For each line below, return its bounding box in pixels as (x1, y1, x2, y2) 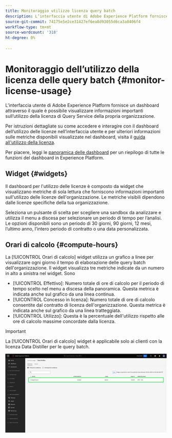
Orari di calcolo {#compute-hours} (5, 241, 119, 249)
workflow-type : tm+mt (5, 25, 52, 30)
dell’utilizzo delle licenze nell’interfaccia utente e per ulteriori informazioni (5, 128, 161, 134)
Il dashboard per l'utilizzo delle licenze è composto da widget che (5, 183, 144, 189)
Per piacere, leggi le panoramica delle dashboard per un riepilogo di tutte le (5, 149, 165, 155)
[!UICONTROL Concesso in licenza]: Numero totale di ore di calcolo (12, 297, 155, 303)
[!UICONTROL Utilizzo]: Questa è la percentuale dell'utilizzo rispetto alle (12, 313, 165, 319)
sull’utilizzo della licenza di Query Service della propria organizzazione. (5, 113, 155, 119)
